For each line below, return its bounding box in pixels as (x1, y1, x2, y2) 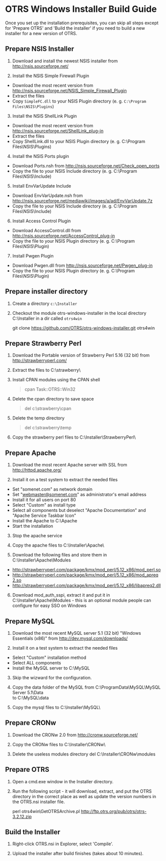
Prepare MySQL (5, 617, 55, 625)
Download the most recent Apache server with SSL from (12, 462, 127, 468)
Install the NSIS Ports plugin (12, 153, 69, 159)
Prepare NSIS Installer (5, 45, 74, 53)
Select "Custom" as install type (12, 502, 76, 508)
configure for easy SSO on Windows (12, 603, 86, 608)
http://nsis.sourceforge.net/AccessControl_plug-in (12, 233, 115, 239)
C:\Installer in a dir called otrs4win (12, 315, 83, 321)
